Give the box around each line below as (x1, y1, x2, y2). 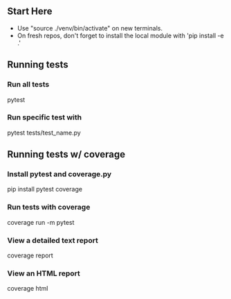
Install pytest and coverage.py (7, 169, 112, 179)
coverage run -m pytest (7, 218, 75, 226)
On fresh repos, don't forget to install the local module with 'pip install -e (17, 31, 224, 40)
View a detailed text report (7, 235, 98, 245)
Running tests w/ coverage (7, 148, 126, 160)
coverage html (7, 284, 48, 293)
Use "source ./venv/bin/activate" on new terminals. (17, 24, 163, 32)
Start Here (7, 6, 53, 17)
